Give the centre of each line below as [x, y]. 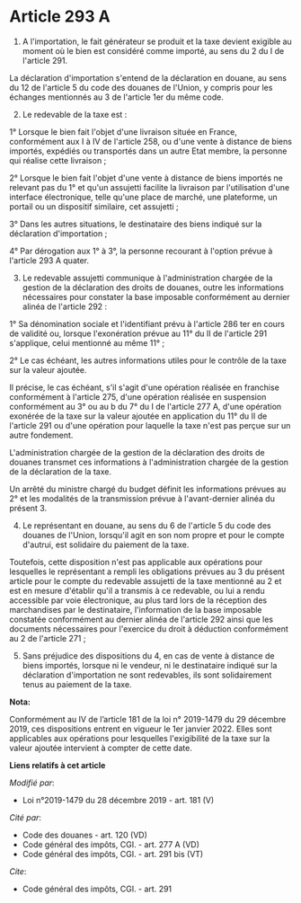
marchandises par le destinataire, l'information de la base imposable [136, 609]
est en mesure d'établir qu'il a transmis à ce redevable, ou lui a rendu [137, 590]
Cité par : [26, 817]
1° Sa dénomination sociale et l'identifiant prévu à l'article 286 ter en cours [147, 323]
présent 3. [28, 508]
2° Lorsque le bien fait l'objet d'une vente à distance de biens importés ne [146, 178]
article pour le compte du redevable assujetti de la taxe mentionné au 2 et [146, 580]
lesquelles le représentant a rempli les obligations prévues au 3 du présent [147, 571]
